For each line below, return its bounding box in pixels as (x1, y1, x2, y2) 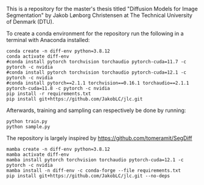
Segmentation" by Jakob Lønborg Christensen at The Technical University (6, 12, 193, 19)
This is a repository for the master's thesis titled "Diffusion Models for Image (6, 5, 198, 12)
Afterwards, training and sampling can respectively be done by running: (6, 106, 186, 114)
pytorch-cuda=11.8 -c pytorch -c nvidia (6, 85, 111, 91)
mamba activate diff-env (6, 152, 69, 158)
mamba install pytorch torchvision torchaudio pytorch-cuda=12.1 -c (6, 157, 184, 163)
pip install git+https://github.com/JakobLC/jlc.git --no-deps (6, 173, 171, 179)
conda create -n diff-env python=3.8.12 (6, 48, 111, 54)
